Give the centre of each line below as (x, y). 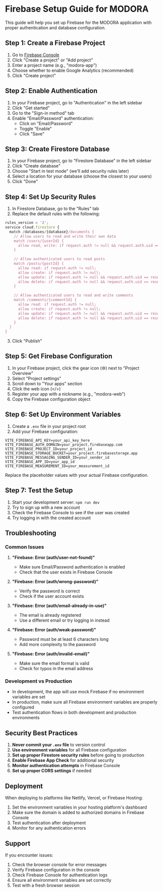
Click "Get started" (31, 108)
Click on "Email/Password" (46, 123)
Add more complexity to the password (57, 645)
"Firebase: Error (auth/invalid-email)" (51, 654)
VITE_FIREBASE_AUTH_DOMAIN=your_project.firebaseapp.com (64, 445)
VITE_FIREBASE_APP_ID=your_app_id (40, 462)
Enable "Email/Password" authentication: (53, 118)
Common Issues (25, 547)
